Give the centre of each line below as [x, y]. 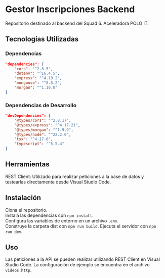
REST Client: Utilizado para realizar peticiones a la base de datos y [75, 176]
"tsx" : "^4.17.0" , [34, 139]
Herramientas [27, 165]
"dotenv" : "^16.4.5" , [37, 74]
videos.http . [18, 270]
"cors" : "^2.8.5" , [34, 69]
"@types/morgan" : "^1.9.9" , [44, 130]
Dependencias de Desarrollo [41, 105]
